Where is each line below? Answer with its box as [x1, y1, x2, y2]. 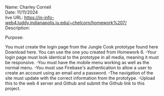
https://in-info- [24, 15, 54, 20]
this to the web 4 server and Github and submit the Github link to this [5, 80, 145, 86]
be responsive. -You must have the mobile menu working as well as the [5, 60, 149, 65]
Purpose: [5, 34, 24, 40]
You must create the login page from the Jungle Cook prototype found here [5, 44, 159, 49]
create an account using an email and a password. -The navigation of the [5, 70, 154, 75]
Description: [5, 25, 30, 31]
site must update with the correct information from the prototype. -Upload [5, 75, 155, 81]
